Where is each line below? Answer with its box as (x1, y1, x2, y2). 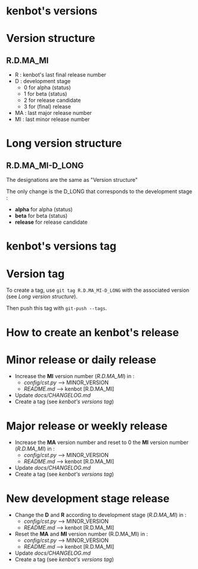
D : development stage (14, 78, 71, 85)
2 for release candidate (23, 97, 81, 104)
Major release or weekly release (6, 419, 168, 433)
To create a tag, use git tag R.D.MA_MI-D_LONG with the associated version (6, 287, 190, 294)
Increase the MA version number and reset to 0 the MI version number (14, 439, 189, 446)
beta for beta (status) (14, 212, 68, 220)
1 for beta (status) (23, 90, 67, 98)
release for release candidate (14, 218, 88, 226)
